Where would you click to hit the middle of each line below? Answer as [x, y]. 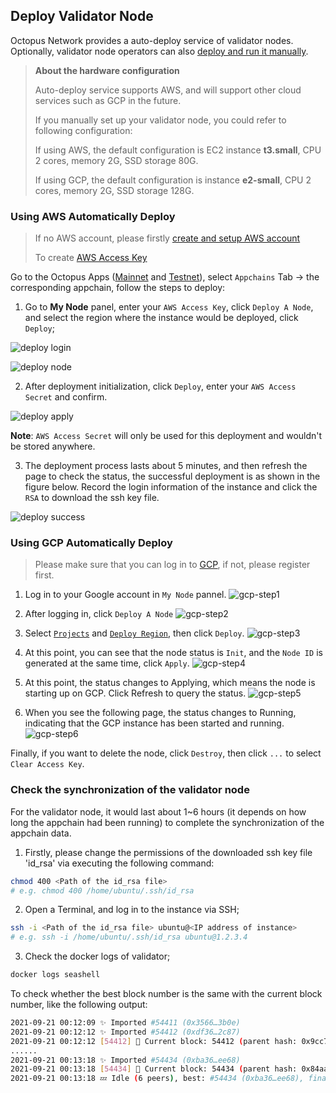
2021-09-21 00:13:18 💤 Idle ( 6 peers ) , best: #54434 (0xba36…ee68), [157, 1079]
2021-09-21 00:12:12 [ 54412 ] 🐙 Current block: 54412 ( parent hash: [154, 1041]
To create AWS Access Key [91, 258]
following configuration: [83, 130]
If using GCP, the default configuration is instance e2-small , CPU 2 [173, 180]
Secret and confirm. [66, 397]
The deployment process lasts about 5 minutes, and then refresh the [166, 466]
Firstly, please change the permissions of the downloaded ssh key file [168, 852]
